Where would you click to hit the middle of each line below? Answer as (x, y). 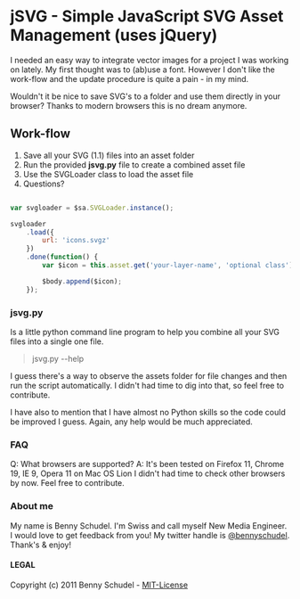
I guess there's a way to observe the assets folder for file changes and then (149, 375)
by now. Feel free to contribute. (68, 483)
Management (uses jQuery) (114, 35)
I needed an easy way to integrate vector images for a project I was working (150, 60)
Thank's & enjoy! (41, 545)
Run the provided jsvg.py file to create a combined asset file (134, 164)
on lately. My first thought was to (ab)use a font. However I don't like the (142, 70)
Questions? (44, 184)
